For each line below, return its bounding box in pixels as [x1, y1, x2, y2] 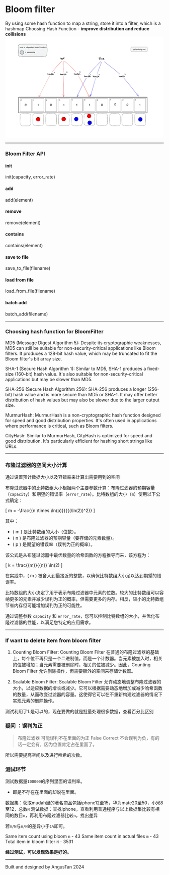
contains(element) [5, 242, 43, 248]
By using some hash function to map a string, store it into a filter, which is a [5, 20, 161, 26]
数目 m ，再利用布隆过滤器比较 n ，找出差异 [14, 812, 98, 818]
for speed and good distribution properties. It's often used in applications [5, 417, 157, 423]
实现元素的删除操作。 [12, 698, 57, 704]
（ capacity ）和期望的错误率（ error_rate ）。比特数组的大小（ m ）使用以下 [5, 491, 156, 497]
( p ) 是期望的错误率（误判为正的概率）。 [12, 541, 96, 547]
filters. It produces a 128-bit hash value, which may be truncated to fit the [5, 350, 157, 356]
